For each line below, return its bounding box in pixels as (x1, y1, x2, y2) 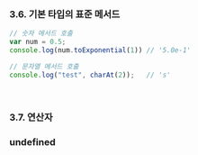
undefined (9, 135, 56, 148)
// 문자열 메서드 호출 (9, 61, 79, 71)
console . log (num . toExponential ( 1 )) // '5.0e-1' (9, 46, 192, 55)
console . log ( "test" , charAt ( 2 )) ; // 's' (9, 70, 171, 79)
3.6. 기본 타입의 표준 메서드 (9, 7, 121, 20)
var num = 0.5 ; (9, 38, 67, 47)
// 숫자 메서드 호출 (9, 29, 74, 38)
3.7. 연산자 (9, 111, 53, 123)
